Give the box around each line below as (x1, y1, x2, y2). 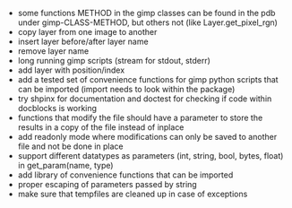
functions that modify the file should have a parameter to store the (17, 112, 263, 123)
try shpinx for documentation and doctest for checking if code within (17, 93, 272, 104)
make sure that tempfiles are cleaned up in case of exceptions (17, 188, 248, 199)
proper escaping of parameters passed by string (17, 179, 197, 189)
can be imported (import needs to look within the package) (17, 84, 236, 94)
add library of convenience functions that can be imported (17, 169, 234, 180)
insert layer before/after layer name (17, 36, 150, 47)
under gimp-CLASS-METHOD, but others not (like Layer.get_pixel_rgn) (17, 17, 278, 28)
